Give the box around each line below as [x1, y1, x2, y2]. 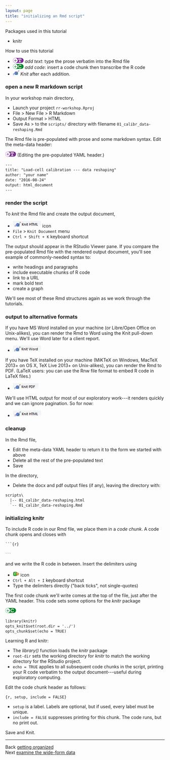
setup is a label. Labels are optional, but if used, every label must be [12, 703, 154, 709]
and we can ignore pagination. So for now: [5, 401, 94, 407]
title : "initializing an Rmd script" [5, 13, 85, 19]
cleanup [5, 425, 26, 432]
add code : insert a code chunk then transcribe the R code [24, 64, 146, 70]
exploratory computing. [12, 674, 62, 681]
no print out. [12, 719, 38, 726]
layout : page [5, 8, 33, 13]
